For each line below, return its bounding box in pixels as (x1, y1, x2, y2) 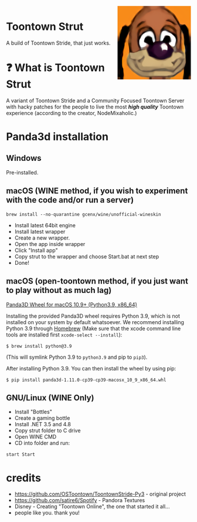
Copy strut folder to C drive (14, 427, 81, 434)
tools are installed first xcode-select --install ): (6, 331, 123, 338)
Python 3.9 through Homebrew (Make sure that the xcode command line (6, 325, 181, 332)
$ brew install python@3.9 (6, 343, 72, 349)
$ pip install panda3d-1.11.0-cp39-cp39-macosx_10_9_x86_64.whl (6, 377, 167, 383)
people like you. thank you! (14, 509, 80, 516)
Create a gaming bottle (14, 415, 70, 422)
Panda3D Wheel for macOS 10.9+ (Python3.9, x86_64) (6, 301, 138, 308)
